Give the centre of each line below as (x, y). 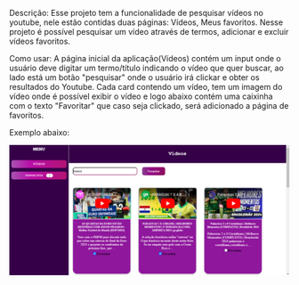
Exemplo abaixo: (40, 132)
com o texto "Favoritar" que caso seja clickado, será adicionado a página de (149, 106)
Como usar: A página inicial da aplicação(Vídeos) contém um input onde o (145, 58)
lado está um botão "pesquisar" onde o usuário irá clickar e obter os (134, 77)
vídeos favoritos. (40, 41)
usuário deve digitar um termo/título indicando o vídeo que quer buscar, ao (147, 68)
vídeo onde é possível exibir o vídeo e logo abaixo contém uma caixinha (141, 96)
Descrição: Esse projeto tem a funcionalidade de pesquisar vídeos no (137, 13)
